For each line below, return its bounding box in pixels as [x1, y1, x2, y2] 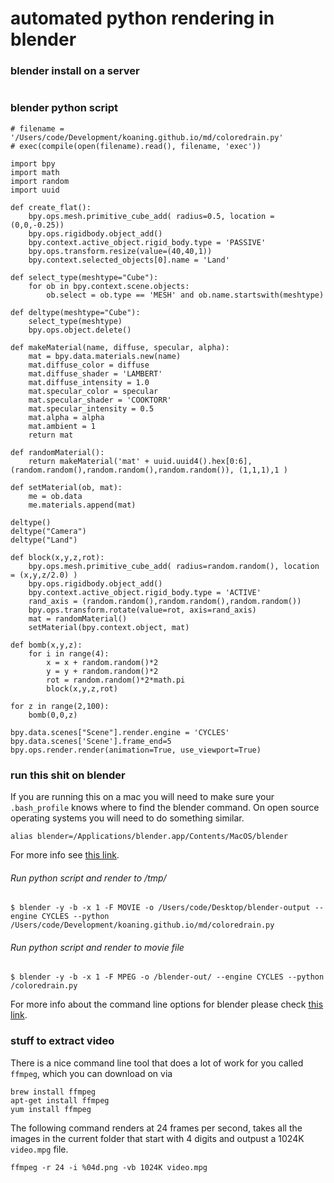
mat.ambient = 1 [28, 421, 97, 431]
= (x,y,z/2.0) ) [10, 570, 78, 580]
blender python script [10, 101, 118, 115]
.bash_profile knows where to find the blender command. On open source [10, 802, 320, 814]
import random [10, 176, 70, 186]
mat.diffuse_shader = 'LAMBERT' [28, 368, 163, 379]
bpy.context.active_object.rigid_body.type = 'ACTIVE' [28, 587, 262, 597]
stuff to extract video [10, 1034, 115, 1048]
